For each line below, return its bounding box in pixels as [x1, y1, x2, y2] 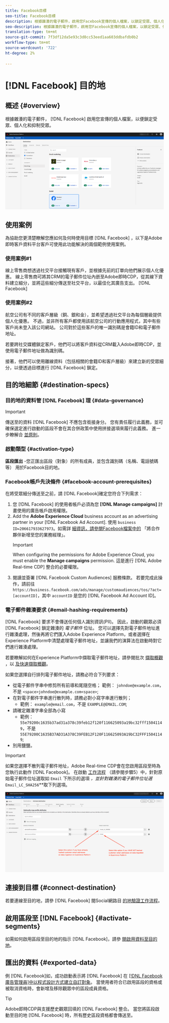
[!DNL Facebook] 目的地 [5, 80, 106, 91]
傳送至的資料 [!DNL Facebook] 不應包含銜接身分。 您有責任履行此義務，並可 [5, 419, 163, 425]
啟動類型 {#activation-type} [5, 446, 74, 453]
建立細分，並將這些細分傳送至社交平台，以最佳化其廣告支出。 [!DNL [9, 280, 151, 286]
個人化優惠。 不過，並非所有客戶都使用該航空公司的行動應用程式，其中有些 [5, 318, 161, 324]
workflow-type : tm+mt [5, 40, 51, 45]
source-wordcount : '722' [5, 45, 57, 50]
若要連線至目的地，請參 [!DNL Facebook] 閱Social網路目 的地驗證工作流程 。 [5, 898, 162, 904]
